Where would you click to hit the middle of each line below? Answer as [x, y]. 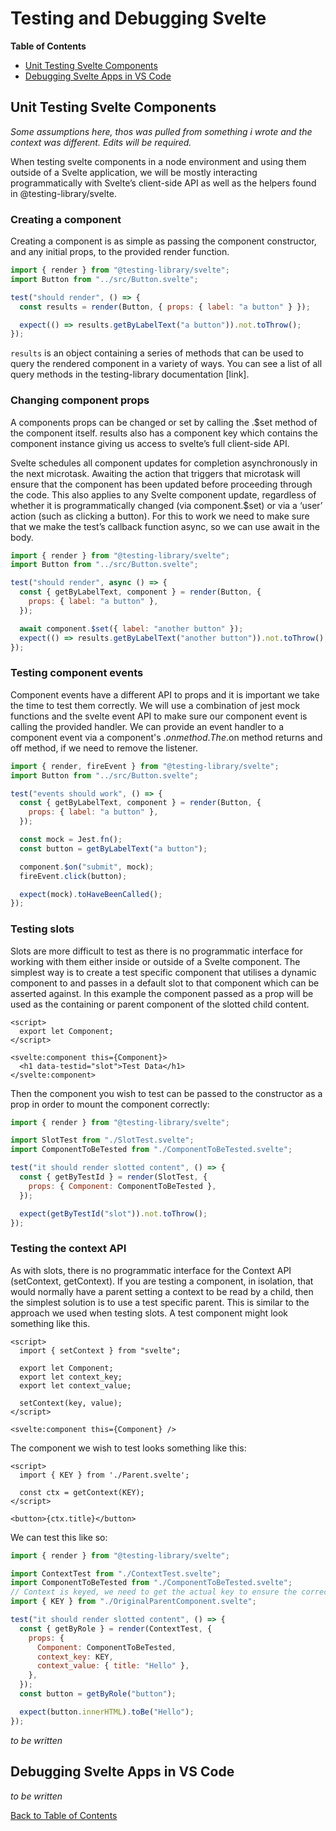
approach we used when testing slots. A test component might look [149, 1313]
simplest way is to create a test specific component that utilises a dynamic [163, 972]
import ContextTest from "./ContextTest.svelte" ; [116, 1573]
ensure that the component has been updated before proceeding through [161, 484]
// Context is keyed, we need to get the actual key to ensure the [154, 1592]
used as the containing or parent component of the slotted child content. [160, 1004]
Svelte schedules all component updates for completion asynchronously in [164, 463]
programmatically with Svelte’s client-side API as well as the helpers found [163, 183]
